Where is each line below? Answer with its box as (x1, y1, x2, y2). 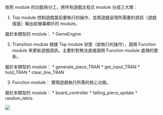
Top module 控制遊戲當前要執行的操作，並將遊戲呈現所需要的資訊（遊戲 (12, 15, 157, 20)
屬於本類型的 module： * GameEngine (5, 31, 81, 37)
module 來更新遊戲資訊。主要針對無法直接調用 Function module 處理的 (12, 48, 154, 53)
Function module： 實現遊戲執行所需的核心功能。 (12, 79, 111, 85)
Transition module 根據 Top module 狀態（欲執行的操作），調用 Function (12, 41, 156, 47)
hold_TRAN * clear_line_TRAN (5, 70, 65, 75)
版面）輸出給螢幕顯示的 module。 (12, 21, 80, 26)
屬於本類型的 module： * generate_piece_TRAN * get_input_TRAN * (5, 64, 140, 70)
